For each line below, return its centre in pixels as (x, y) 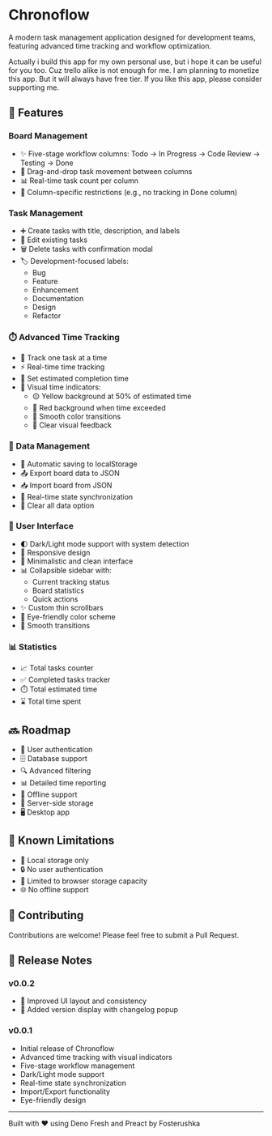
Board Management (48, 136)
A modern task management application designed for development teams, (132, 37)
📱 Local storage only (54, 860)
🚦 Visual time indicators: (60, 387)
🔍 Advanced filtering (55, 770)
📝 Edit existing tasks (53, 240)
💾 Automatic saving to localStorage (79, 464)
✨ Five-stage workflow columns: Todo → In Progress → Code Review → (140, 153)
